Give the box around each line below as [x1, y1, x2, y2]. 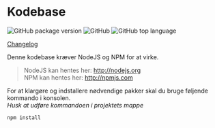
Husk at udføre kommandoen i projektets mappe [7, 101, 144, 109]
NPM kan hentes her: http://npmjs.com [23, 73, 133, 82]
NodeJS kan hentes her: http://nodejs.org [23, 66, 141, 74]
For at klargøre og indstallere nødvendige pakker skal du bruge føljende [7, 86, 208, 95]
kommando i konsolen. [7, 93, 71, 102]
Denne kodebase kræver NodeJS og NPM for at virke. [7, 52, 159, 61]
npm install [7, 114, 41, 121]
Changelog [7, 39, 38, 48]
